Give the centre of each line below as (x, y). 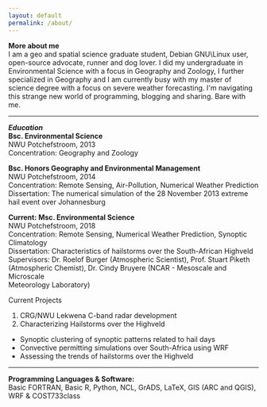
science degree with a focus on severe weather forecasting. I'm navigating (130, 87)
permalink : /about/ (41, 23)
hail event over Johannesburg (57, 202)
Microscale (27, 276)
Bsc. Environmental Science (56, 136)
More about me (34, 45)
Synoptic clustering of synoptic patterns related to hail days (118, 339)
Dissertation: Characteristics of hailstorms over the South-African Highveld (131, 251)
